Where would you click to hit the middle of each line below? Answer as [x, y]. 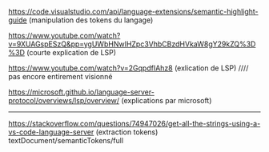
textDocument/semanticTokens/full [66, 140]
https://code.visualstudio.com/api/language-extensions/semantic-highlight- [133, 12]
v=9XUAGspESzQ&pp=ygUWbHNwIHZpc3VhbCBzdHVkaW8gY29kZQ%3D [132, 44]
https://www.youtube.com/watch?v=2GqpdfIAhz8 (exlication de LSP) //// [128, 68]
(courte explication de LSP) [72, 52]
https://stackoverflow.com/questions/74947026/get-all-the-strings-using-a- [134, 124]
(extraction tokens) [127, 132]
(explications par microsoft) [167, 100]
